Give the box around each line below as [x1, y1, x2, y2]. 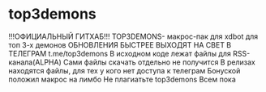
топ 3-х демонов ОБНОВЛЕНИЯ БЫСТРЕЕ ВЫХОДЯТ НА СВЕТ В [8, 40, 232, 49]
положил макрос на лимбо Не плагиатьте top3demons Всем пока [8, 74, 237, 84]
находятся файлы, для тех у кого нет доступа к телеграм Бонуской [8, 65, 241, 75]
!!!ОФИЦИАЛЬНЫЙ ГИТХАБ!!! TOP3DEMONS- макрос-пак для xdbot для [8, 31, 259, 41]
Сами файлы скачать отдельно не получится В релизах [63, 57, 255, 67]
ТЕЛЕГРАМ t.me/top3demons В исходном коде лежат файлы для [8, 48, 231, 58]
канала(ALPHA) [8, 57, 62, 67]
